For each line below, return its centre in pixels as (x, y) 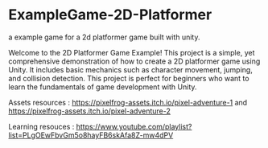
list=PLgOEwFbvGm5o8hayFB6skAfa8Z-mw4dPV (91, 135)
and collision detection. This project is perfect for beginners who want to (129, 78)
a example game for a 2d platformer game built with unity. (104, 37)
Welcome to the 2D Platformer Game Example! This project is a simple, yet (132, 52)
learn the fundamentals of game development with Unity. (103, 87)
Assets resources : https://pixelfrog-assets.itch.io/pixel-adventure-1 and (128, 102)
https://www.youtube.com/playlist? (134, 126)
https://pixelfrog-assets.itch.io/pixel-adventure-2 (90, 111)
